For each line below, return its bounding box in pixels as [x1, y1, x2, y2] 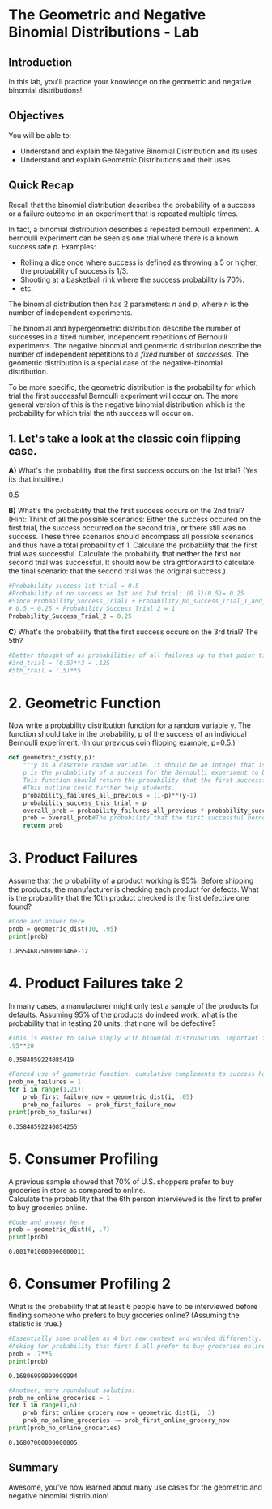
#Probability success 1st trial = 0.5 [8, 582, 139, 590]
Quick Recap [8, 179, 74, 192]
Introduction [8, 55, 73, 69]
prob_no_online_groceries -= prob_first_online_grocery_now [23, 1416, 230, 1425]
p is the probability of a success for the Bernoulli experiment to [23, 769, 259, 777]
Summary [8, 1460, 59, 1475]
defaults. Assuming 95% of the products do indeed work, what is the [8, 1010, 238, 1019]
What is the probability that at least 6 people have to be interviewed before [8, 1302, 257, 1312]
